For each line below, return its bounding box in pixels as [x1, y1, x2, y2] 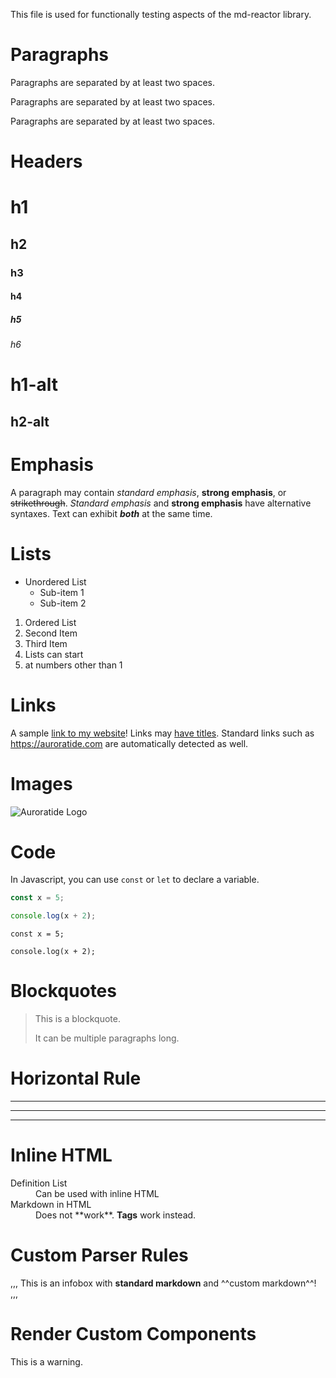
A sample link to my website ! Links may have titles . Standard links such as [10, 727, 315, 739]
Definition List [10, 1177, 68, 1189]
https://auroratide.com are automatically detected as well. [10, 737, 249, 749]
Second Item [24, 627, 78, 639]
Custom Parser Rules [10, 1244, 189, 1267]
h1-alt [10, 374, 59, 396]
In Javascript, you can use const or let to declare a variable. [10, 874, 260, 886]
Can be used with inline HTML [35, 1188, 160, 1200]
